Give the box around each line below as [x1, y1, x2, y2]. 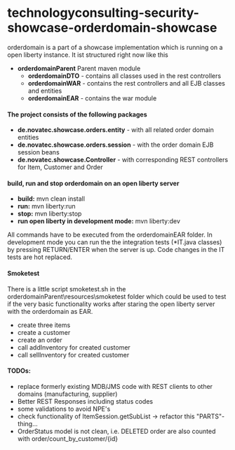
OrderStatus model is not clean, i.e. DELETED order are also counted [17, 427, 216, 435]
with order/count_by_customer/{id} [17, 434, 118, 443]
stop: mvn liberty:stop [17, 209, 82, 218]
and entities [27, 86, 62, 95]
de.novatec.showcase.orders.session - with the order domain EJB [17, 140, 214, 149]
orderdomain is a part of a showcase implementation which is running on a [7, 43, 223, 51]
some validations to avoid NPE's [17, 404, 111, 413]
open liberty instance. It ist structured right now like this [7, 51, 168, 59]
